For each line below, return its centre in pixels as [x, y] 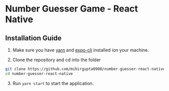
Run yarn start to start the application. [53, 83]
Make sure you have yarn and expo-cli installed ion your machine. [81, 50]
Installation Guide [33, 38]
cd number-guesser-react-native [39, 73]
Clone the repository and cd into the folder [57, 60]
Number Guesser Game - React [72, 9]
